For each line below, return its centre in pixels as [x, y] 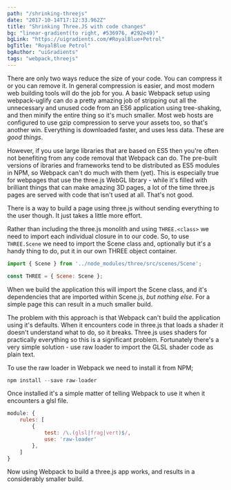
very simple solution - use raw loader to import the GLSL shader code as [110, 347]
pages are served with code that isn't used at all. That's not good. [101, 194]
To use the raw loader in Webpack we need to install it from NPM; [100, 367]
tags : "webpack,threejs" [43, 59]
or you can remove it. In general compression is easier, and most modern [111, 85]
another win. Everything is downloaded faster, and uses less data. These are [116, 129]
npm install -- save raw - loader [52, 380]
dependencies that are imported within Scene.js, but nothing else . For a [109, 297]
